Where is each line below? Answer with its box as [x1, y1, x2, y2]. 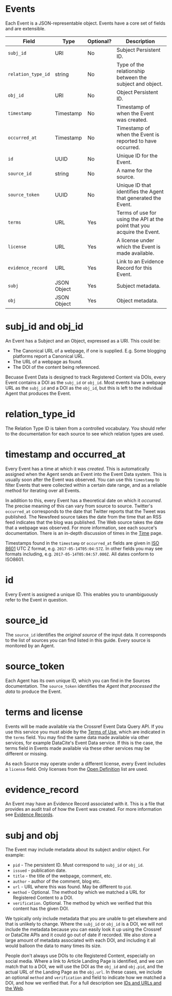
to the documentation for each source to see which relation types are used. [5, 430, 164, 436]
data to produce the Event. [5, 688, 62, 694]
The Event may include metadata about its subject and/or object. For [5, 847, 150, 853]
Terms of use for [116, 209, 157, 216]
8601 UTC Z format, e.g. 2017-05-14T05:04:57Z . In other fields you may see [5, 545, 163, 551]
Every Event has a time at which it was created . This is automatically [5, 465, 149, 472]
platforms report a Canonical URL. [12, 353, 85, 359]
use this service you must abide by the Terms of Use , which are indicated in [5, 729, 165, 735]
